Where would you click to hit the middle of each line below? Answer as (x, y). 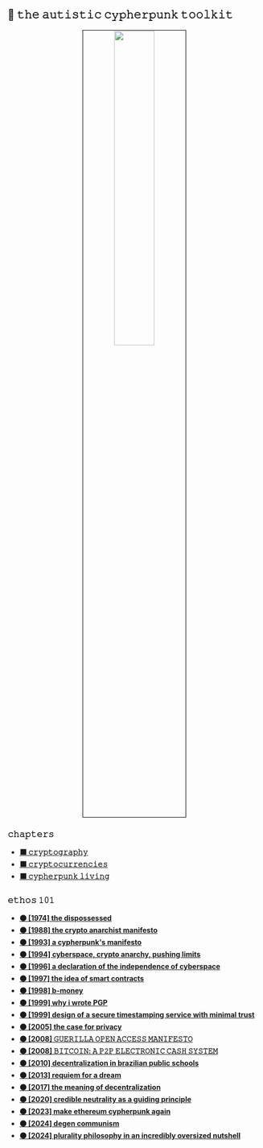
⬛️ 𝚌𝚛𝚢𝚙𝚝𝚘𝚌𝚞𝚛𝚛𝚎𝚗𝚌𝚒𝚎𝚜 (64, 864)
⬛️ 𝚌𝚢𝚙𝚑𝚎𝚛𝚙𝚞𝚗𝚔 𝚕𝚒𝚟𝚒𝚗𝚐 (64, 877)
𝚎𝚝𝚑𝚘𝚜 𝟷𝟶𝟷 (31, 901)
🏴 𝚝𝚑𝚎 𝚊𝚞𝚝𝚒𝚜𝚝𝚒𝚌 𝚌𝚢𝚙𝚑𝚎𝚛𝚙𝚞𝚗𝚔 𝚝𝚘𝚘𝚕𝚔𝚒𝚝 (121, 15)
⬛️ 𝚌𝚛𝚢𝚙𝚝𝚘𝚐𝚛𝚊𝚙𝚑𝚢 (53, 852)
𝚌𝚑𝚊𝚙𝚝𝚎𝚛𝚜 (31, 834)
